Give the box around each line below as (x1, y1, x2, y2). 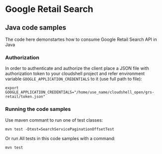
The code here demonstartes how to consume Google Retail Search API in (5, 36, 158, 42)
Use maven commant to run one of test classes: (5, 117, 103, 123)
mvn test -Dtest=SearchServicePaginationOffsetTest (5, 127, 114, 132)
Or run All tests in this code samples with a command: (5, 135, 116, 141)
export (5, 85, 19, 90)
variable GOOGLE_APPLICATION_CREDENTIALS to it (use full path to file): (5, 76, 143, 82)
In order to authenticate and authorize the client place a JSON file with (5, 66, 149, 72)
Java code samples (5, 23, 66, 32)
